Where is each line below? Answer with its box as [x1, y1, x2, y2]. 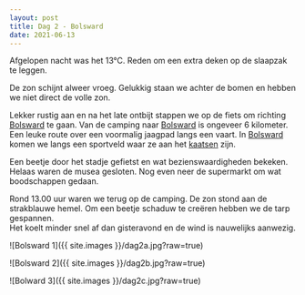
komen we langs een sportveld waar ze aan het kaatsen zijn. [9, 138, 237, 150]
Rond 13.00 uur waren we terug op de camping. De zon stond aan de [9, 193, 268, 205]
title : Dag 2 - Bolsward [9, 22, 104, 31]
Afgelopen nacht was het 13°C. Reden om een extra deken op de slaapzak [9, 56, 288, 66]
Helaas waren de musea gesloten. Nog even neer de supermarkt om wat [9, 166, 282, 178]
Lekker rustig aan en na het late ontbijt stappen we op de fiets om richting [9, 110, 287, 121]
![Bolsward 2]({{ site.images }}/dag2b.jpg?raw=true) [9, 258, 206, 269]
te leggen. [9, 65, 47, 76]
